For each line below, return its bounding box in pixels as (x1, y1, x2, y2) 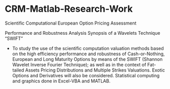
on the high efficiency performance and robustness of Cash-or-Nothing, (12, 51, 165, 57)
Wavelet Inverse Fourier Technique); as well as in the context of (12, 61, 146, 68)
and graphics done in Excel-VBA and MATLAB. (12, 78, 111, 84)
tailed (12, 67, 24, 73)
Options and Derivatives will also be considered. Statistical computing (12, 72, 160, 78)
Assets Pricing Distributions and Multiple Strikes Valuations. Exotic (25, 67, 165, 73)
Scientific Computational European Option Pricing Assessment (5, 20, 137, 26)
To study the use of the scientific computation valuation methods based (12, 45, 164, 51)
